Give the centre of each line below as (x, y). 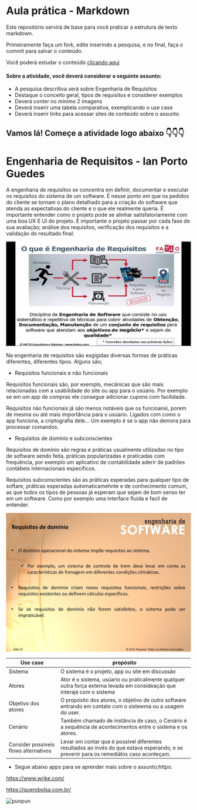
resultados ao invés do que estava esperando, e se (122, 748)
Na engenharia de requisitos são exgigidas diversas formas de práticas (92, 355)
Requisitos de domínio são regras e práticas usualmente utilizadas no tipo (95, 449)
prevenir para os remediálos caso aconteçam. (116, 754)
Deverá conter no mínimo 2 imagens (58, 102)
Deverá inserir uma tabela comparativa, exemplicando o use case (94, 107)
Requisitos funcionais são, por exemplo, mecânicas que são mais (85, 384)
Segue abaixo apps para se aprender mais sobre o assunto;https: (94, 767)
